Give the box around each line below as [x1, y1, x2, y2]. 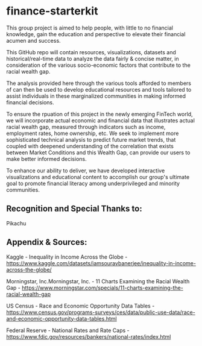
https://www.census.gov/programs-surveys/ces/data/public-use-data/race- [6, 309, 196, 316]
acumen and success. [6, 37, 62, 44]
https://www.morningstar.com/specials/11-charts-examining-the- [22, 284, 184, 291]
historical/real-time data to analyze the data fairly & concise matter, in [6, 55, 179, 62]
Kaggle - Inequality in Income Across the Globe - [6, 253, 128, 260]
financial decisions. [6, 98, 54, 106]
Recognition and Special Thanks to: [6, 204, 143, 214]
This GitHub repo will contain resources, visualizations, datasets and [6, 48, 177, 55]
